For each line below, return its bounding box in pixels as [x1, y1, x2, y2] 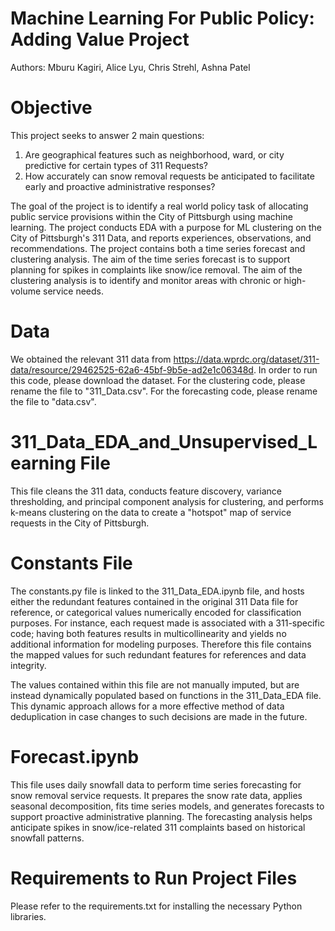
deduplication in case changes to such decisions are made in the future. [10, 710, 308, 722]
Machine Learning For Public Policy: [10, 7, 315, 30]
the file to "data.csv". [10, 395, 97, 407]
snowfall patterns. [10, 832, 85, 844]
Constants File [10, 552, 133, 574]
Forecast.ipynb [10, 745, 140, 768]
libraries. [10, 910, 47, 922]
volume [10, 285, 42, 297]
